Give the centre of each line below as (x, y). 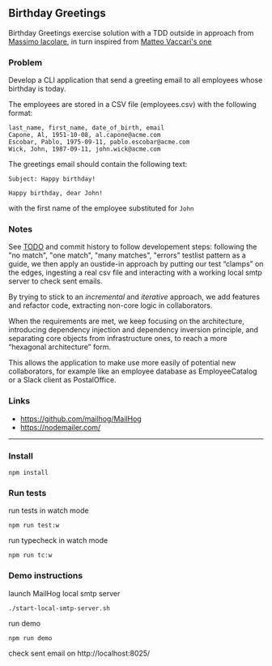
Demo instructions (46, 576)
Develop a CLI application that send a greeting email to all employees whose (136, 80)
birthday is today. (37, 89)
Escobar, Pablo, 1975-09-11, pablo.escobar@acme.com (99, 142)
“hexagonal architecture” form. (60, 347)
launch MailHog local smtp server (64, 593)
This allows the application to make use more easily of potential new (122, 363)
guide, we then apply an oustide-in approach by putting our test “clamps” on (136, 264)
